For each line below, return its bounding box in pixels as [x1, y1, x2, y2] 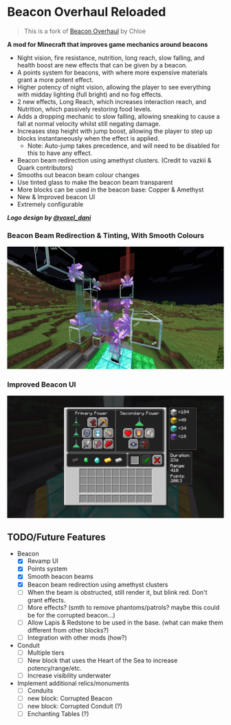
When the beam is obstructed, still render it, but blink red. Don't [27, 588, 208, 596]
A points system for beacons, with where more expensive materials [16, 68, 208, 76]
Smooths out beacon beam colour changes [16, 170, 140, 179]
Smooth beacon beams [27, 573, 94, 581]
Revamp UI [27, 557, 58, 565]
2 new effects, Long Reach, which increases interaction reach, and [16, 97, 206, 105]
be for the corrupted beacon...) [27, 611, 115, 619]
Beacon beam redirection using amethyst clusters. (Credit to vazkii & [16, 156, 212, 164]
